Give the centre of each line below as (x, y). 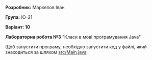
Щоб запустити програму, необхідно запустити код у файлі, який (76, 47)
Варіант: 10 (18, 27)
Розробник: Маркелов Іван (35, 7)
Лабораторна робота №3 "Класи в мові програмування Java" (73, 37)
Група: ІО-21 (19, 17)
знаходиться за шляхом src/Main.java (46, 52)
